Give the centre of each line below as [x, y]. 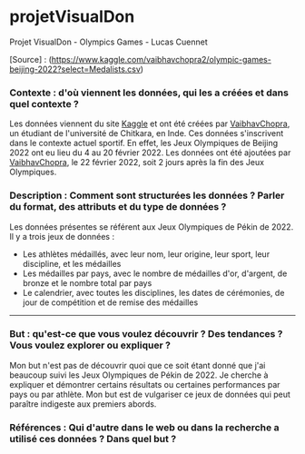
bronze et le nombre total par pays [87, 282]
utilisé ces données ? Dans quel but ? [93, 439]
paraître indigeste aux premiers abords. [83, 404]
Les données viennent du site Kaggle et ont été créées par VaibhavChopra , [150, 123]
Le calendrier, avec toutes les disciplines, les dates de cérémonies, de [153, 292]
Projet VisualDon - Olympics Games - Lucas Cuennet [108, 42]
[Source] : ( [31, 59]
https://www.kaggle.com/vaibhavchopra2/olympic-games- [162, 59]
